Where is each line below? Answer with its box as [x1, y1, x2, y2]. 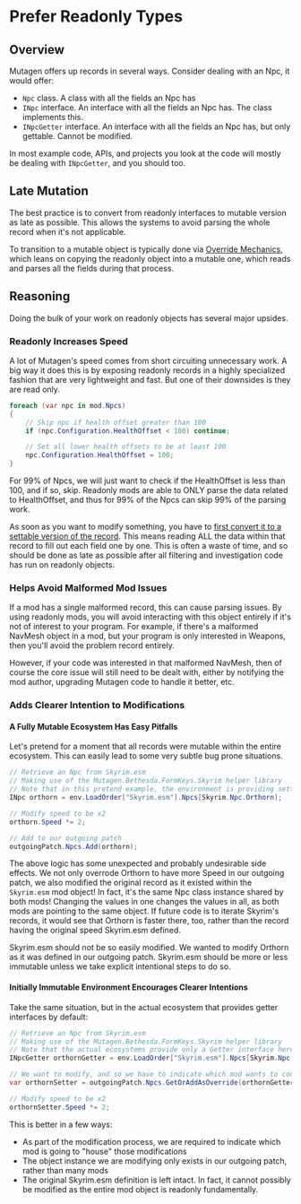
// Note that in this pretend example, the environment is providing [9, 784, 275, 794]
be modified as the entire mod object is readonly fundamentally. [21, 1183, 259, 1194]
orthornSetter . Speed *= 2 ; [9, 1103, 110, 1112]
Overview [9, 42, 65, 57]
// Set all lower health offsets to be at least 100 [25, 442, 227, 452]
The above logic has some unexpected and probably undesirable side [9, 858, 267, 869]
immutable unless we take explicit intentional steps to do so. [9, 961, 231, 972]
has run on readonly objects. [9, 559, 115, 570]
